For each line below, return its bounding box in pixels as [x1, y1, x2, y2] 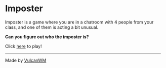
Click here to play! [5, 43, 42, 49]
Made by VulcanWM [5, 57, 46, 63]
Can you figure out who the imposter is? [5, 34, 89, 40]
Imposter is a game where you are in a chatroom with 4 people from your [5, 19, 154, 25]
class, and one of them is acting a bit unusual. [5, 24, 99, 30]
